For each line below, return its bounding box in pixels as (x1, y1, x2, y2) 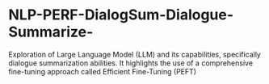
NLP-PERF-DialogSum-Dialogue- (8, 6, 234, 24)
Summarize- (8, 23, 94, 41)
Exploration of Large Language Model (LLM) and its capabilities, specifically (8, 49, 261, 59)
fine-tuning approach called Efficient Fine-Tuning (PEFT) (8, 66, 196, 76)
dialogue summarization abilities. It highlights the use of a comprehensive (8, 58, 253, 68)
